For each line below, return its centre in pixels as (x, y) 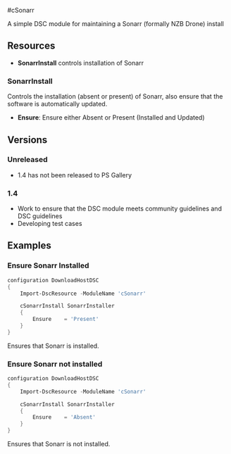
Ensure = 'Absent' (64, 417)
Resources (31, 46)
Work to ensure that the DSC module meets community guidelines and (119, 209)
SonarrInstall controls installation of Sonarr (81, 63)
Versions (27, 140)
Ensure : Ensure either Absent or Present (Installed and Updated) (111, 118)
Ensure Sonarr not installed (55, 364)
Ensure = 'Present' (66, 320)
